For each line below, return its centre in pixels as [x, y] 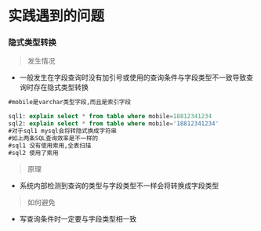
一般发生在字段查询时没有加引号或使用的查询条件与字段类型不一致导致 [133, 78]
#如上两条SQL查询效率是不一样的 [53, 138]
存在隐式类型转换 [61, 88]
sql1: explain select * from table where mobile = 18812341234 [110, 117]
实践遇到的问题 [56, 16]
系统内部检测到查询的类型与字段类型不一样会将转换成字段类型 [119, 186]
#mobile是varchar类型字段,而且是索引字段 [70, 103]
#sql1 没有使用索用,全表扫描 [50, 146]
